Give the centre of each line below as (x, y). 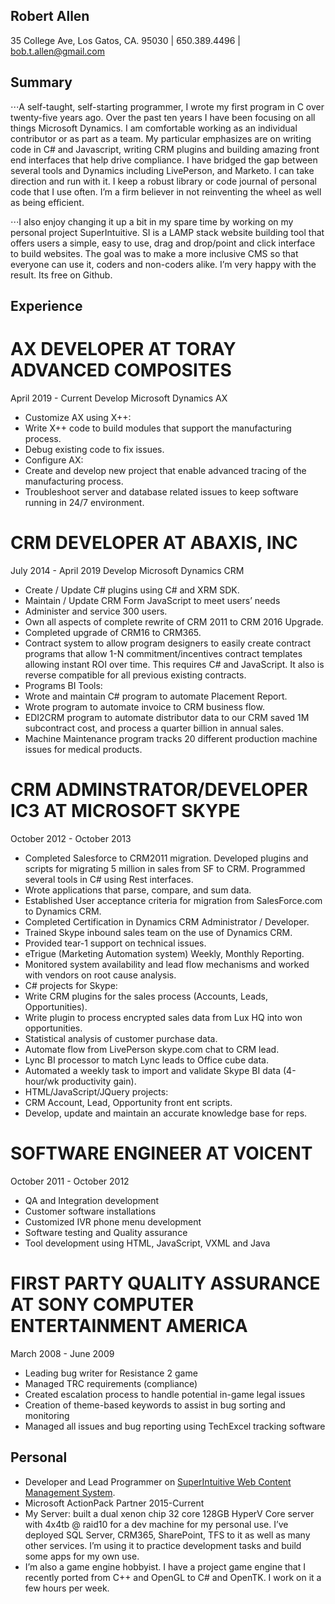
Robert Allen (50, 16)
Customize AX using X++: (78, 417)
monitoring (47, 1415)
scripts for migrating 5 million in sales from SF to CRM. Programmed (165, 868)
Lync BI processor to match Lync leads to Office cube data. (147, 1060)
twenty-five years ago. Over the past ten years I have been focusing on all (163, 117)
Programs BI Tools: (63, 685)
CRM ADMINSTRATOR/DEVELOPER (159, 790)
